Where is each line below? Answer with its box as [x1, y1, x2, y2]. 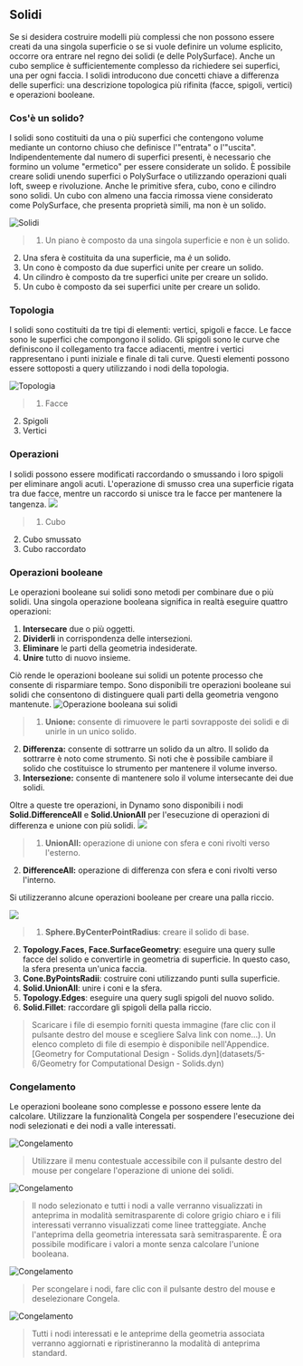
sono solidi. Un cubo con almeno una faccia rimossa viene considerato [9, 190, 273, 201]
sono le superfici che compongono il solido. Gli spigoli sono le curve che [9, 334, 280, 345]
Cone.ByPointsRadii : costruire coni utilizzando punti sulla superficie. [22, 974, 280, 983]
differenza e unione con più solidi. [9, 820, 136, 830]
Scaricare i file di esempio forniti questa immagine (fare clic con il [31, 1020, 276, 1030]
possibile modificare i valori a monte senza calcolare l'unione [31, 1239, 260, 1250]
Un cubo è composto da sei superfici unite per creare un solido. [22, 281, 260, 293]
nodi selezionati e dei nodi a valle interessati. [9, 1120, 176, 1131]
